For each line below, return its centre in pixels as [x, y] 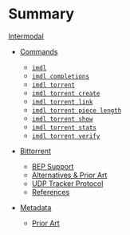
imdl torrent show [62, 119]
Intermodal [26, 36]
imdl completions [61, 76]
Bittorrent [35, 151]
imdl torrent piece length [77, 110]
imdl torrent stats [64, 128]
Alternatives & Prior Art [69, 175]
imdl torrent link [62, 102]
